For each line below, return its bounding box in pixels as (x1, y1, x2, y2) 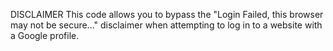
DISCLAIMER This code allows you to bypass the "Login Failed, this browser (10, 9, 324, 20)
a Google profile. (10, 30, 80, 41)
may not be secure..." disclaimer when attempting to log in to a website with (10, 19, 323, 31)
